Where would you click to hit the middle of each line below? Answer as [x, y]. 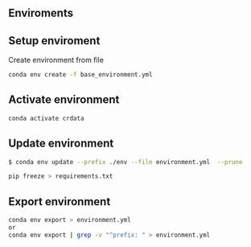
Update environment [61, 144]
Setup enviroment [54, 41]
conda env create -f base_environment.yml [80, 75]
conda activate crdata [46, 118]
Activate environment [64, 100]
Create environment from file [56, 60]
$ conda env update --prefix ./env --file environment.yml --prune [125, 162]
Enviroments [41, 13]
